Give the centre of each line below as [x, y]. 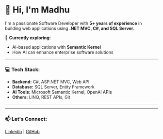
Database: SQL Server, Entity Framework [53, 87]
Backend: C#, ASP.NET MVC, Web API [51, 82]
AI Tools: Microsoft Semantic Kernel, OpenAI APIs [62, 92]
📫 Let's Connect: [26, 119]
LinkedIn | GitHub [22, 131]
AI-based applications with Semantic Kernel [56, 47]
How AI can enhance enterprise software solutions [63, 52]
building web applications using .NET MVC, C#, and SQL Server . [70, 28]
